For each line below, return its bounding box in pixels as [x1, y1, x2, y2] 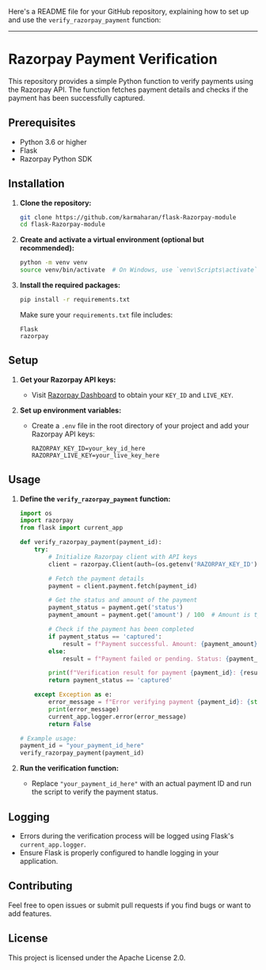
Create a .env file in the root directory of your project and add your [31, 420, 249, 430]
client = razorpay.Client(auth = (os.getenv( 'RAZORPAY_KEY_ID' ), [48, 560, 261, 569]
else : [48, 647, 66, 656]
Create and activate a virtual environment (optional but [19, 235, 204, 245]
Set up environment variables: [19, 405, 122, 415]
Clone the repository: [19, 198, 92, 207]
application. [19, 857, 59, 865]
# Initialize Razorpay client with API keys [48, 553, 198, 561]
